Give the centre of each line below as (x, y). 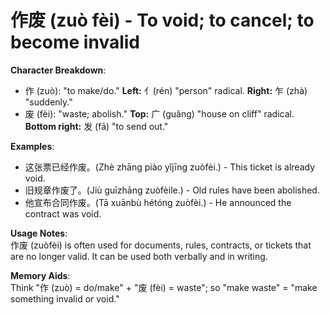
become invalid (75, 42)
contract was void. (63, 213)
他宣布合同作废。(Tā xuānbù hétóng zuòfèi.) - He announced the (158, 202)
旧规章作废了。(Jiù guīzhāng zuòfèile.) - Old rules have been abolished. (172, 190)
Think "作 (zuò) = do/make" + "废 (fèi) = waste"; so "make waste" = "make (164, 287)
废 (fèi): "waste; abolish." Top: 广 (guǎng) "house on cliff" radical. (159, 113)
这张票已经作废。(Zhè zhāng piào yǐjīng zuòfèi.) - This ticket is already (170, 167)
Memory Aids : (40, 275)
